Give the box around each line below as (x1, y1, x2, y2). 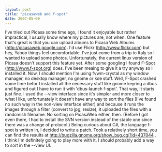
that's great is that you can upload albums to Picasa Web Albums (5, 40, 134, 46)
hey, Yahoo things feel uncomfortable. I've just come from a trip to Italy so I (5, 50, 155, 56)
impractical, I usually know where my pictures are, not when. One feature (5, 34, 151, 40)
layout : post (5, 7, 31, 12)
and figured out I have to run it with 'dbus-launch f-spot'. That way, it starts (5, 86, 155, 92)
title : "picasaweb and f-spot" (5, 12, 68, 16)
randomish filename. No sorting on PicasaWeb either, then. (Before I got (5, 112, 148, 118)
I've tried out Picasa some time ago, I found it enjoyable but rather (5, 30, 136, 35)
